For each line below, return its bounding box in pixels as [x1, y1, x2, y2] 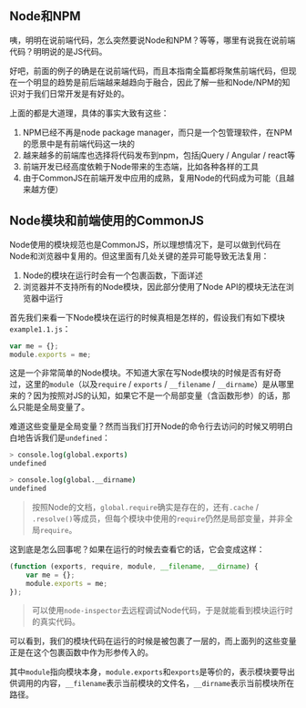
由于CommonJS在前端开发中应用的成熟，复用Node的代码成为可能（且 [22, 172, 287, 183]
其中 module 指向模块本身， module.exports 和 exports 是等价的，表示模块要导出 [9, 666, 296, 677]
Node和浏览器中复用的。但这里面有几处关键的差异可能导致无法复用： [9, 250, 270, 262]
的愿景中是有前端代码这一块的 [22, 138, 135, 149]
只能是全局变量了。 [16, 402, 89, 413]
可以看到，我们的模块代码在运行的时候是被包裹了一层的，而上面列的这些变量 [9, 636, 297, 647]
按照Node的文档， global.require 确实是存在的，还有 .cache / [31, 501, 260, 512]
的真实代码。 [31, 616, 80, 627]
